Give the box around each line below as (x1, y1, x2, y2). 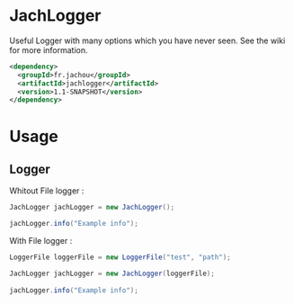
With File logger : (9, 236, 73, 246)
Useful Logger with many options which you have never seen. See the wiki (9, 35, 286, 46)
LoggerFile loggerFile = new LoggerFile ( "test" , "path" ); (9, 253, 231, 262)
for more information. (9, 44, 88, 55)
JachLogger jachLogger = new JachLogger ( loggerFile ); (9, 269, 216, 278)
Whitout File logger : (9, 185, 85, 196)
